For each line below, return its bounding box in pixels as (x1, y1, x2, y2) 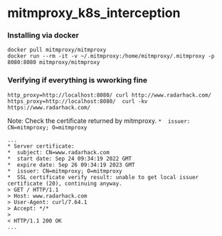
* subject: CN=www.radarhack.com (7, 149, 110, 156)
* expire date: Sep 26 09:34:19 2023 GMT (7, 161, 135, 168)
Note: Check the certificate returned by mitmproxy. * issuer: (7, 116, 191, 125)
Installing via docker (7, 31, 80, 41)
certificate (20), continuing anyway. (7, 180, 122, 187)
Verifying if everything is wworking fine (7, 75, 148, 85)
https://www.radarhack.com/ (7, 104, 91, 111)
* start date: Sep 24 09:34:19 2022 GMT (7, 155, 132, 162)
